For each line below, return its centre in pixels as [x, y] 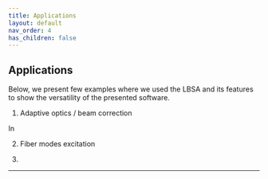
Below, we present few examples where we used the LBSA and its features [131, 89]
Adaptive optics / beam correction [76, 113]
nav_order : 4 [30, 30]
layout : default [35, 23]
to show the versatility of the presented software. [89, 98]
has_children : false [43, 38]
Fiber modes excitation [57, 144]
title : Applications [43, 16]
